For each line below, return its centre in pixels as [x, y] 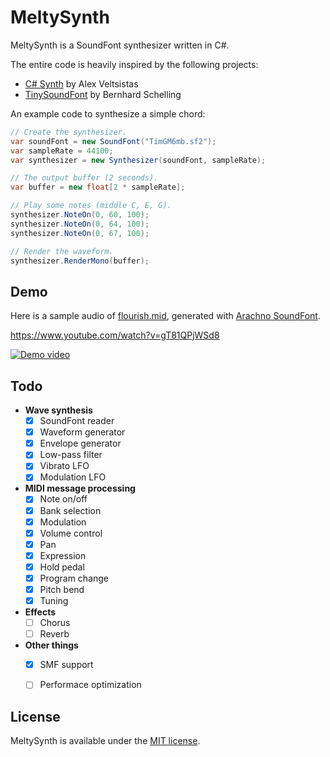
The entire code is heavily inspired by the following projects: [134, 64]
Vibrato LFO [64, 466]
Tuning [54, 600]
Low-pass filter [71, 455]
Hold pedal [62, 567]
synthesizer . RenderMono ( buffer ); [80, 261]
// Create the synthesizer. [69, 132]
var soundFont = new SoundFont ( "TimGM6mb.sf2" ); [113, 141]
